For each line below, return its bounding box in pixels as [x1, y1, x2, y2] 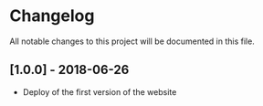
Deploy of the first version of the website [22, 86, 177, 97]
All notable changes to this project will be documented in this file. [9, 36, 256, 47]
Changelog [9, 5, 95, 26]
